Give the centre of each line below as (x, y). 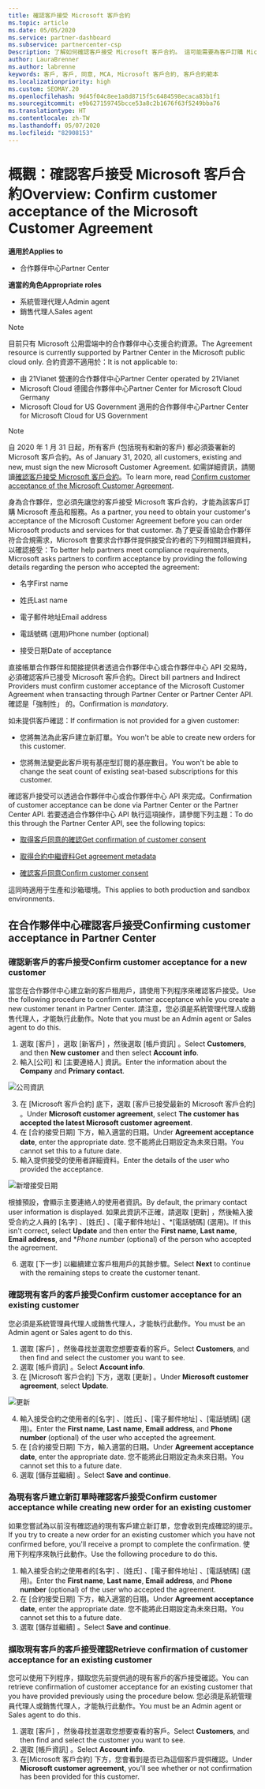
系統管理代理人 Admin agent (65, 302)
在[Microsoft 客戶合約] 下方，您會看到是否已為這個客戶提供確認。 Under (136, 1759)
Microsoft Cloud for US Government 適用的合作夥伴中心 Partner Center (134, 407)
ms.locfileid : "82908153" (50, 133)
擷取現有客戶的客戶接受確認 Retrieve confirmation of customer (128, 1649)
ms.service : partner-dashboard (60, 38)
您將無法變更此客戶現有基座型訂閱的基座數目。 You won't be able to (129, 762)
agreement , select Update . (64, 1386)
